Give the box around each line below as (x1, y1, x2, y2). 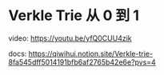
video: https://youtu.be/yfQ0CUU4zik (8, 33, 132, 43)
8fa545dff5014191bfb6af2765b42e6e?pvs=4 (8, 57, 156, 67)
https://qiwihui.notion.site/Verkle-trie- (28, 49, 154, 58)
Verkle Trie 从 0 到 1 (8, 6, 140, 25)
